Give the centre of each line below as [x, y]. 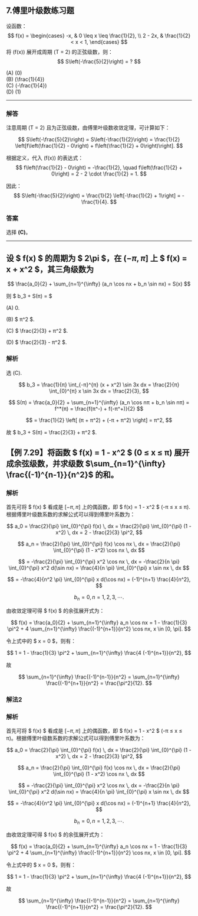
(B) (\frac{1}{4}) [25, 79]
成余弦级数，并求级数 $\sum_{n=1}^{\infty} [86, 464]
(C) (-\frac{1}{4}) [27, 85]
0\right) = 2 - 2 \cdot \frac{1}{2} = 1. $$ [99, 174]
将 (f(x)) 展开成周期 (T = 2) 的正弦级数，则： [60, 51]
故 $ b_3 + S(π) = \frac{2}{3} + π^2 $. [52, 432]
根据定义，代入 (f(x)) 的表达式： [45, 158]
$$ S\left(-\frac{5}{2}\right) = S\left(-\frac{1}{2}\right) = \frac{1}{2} [99, 139]
